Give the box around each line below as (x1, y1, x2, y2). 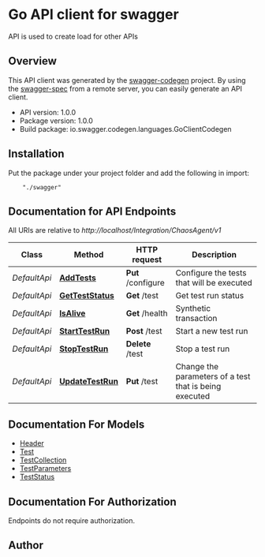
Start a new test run (175, 326, 248, 337)
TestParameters (19, 464, 72, 473)
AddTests (58, 272, 96, 283)
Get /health (125, 308, 168, 319)
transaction (175, 313, 218, 324)
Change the (175, 361, 219, 372)
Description (192, 249, 237, 260)
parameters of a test (175, 371, 251, 382)
